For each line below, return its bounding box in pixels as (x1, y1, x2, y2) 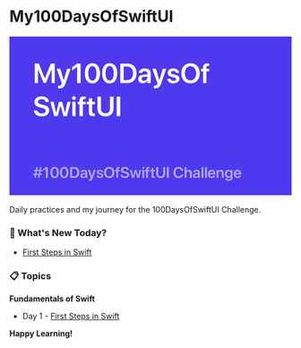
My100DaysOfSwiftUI (9, 6, 174, 27)
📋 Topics (9, 270, 52, 282)
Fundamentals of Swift (9, 293, 96, 304)
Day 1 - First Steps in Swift (21, 311, 120, 322)
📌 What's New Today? (9, 226, 107, 239)
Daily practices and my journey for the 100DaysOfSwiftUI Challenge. (9, 204, 262, 214)
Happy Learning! (9, 328, 73, 339)
